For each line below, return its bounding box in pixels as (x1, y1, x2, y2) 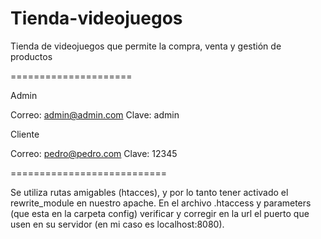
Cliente (10, 128, 40, 140)
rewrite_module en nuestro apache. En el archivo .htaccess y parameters (10, 197, 312, 209)
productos (10, 50, 53, 62)
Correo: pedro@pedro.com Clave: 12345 (10, 147, 178, 159)
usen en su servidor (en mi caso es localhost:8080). (10, 218, 225, 230)
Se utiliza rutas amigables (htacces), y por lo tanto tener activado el (10, 186, 289, 198)
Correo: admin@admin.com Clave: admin (10, 108, 180, 121)
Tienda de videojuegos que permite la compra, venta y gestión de (10, 40, 282, 52)
